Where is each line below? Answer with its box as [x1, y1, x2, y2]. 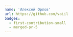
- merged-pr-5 [9, 25, 38, 30]
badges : [4, 16, 21, 21]
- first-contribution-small [9, 20, 67, 25]
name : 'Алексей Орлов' [4, 7, 51, 12]
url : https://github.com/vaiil [4, 12, 69, 16]
